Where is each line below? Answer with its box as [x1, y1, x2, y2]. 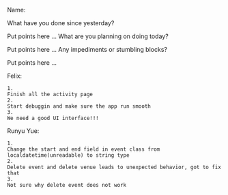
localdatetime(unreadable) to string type [7, 152, 130, 159]
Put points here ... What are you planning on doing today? [7, 32, 169, 40]
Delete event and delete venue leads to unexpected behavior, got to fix [7, 164, 222, 170]
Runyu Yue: [7, 127, 40, 135]
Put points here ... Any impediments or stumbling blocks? [7, 46, 167, 53]
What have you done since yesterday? [7, 19, 115, 27]
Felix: [7, 72, 23, 80]
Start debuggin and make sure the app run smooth [7, 103, 152, 110]
